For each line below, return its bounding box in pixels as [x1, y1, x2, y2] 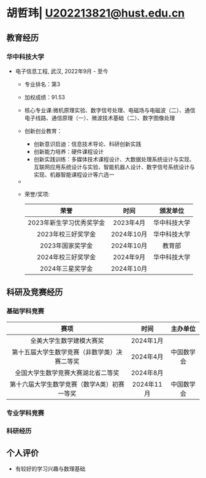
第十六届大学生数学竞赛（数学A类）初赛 [9, 380, 124, 389]
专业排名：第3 [24, 80, 61, 88]
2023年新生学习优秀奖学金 [27, 218, 105, 227]
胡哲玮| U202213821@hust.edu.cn [6, 6, 185, 20]
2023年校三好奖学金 [36, 230, 96, 238]
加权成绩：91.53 [24, 93, 66, 101]
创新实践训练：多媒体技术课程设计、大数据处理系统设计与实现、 [33, 155, 195, 163]
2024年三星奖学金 [39, 264, 93, 273]
